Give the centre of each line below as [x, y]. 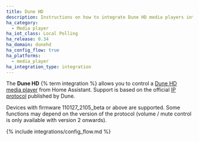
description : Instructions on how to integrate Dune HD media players [95, 17]
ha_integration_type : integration [49, 67]
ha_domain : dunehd [29, 45]
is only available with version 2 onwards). [57, 120]
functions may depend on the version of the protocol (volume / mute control [99, 114]
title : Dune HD [25, 12]
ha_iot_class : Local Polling [42, 34]
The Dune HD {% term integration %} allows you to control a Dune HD [92, 84]
